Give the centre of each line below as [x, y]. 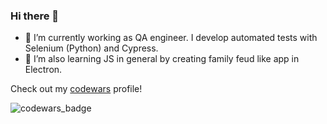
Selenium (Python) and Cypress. [91, 48]
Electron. [43, 70]
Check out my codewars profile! [76, 89]
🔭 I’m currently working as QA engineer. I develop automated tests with [171, 38]
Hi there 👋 [35, 16]
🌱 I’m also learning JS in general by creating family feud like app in [162, 59]
